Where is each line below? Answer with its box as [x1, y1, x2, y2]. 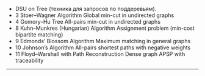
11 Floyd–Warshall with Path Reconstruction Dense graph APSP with [15, 50, 185, 57]
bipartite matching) [15, 31, 63, 38]
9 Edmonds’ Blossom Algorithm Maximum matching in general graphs [15, 38, 191, 44]
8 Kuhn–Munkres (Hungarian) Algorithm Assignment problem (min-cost [15, 24, 195, 32]
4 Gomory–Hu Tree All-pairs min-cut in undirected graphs [15, 18, 160, 25]
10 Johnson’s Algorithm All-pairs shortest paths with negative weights [15, 44, 191, 51]
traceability [15, 57, 44, 64]
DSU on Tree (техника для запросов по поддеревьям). [15, 5, 157, 12]
